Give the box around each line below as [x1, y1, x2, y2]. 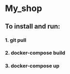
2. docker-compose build [5, 49, 66, 56]
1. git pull [5, 37, 27, 44]
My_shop [5, 3, 42, 14]
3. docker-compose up [5, 62, 59, 69]
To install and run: [5, 22, 60, 30]
